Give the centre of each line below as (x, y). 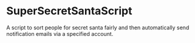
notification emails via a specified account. (60, 33)
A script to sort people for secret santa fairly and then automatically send (98, 27)
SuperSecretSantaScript (69, 11)
